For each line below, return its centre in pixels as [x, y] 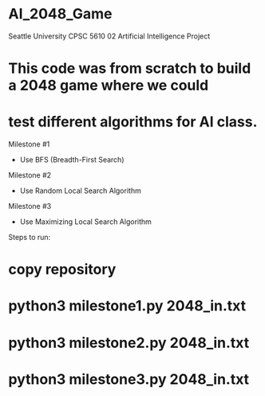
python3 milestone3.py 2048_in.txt [129, 379]
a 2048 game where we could [109, 86]
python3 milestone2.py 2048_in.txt [129, 343]
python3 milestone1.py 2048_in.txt [127, 306]
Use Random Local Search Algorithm [80, 191]
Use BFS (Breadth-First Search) [72, 160]
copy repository [62, 270]
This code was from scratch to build [130, 68]
